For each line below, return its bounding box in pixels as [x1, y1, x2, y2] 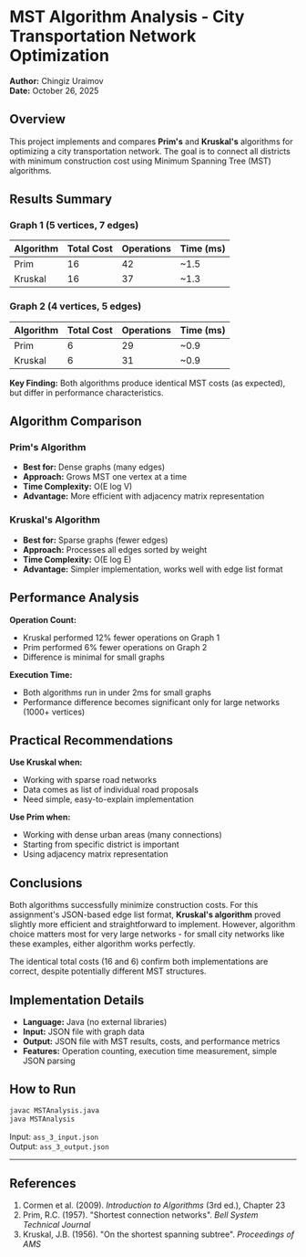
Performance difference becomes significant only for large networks [22, 696, 280, 707]
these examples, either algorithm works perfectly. [9, 938, 196, 949]
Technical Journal [22, 1220, 91, 1231]
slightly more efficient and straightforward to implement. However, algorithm [9, 919, 296, 930]
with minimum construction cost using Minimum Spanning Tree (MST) [9, 155, 271, 166]
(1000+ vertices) [22, 706, 86, 717]
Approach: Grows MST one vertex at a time [22, 471, 188, 482]
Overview [9, 111, 66, 127]
